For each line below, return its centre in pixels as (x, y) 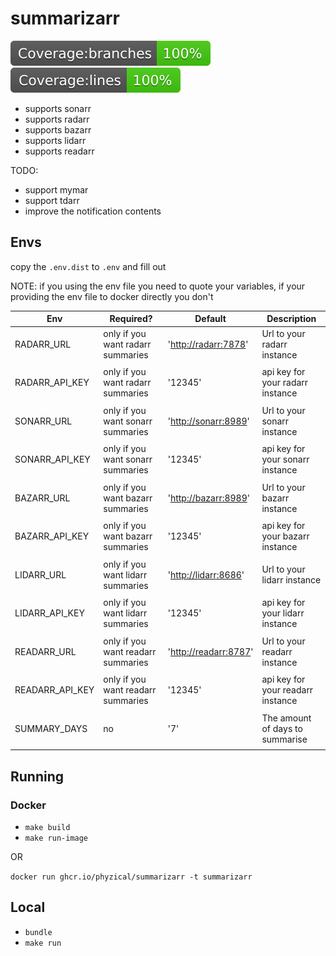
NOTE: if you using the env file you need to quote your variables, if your (158, 286)
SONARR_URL (43, 421)
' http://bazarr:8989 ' (208, 498)
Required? (131, 319)
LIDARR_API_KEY (49, 613)
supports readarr (59, 151)
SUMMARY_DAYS (51, 728)
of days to (282, 728)
